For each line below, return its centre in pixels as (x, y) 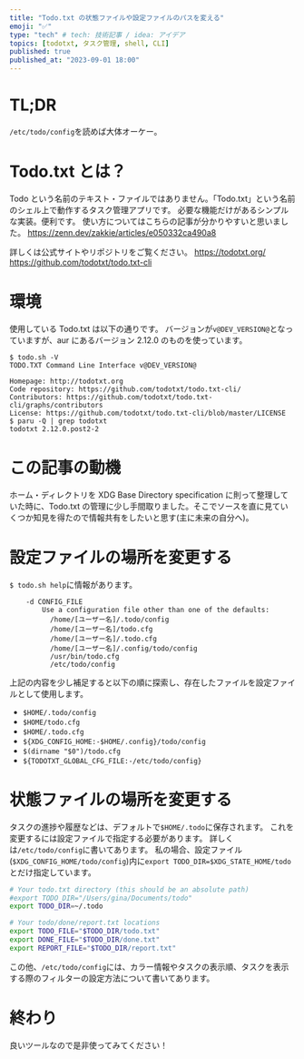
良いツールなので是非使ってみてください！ (88, 1045)
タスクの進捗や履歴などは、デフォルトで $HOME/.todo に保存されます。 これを (152, 827)
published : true (40, 52)
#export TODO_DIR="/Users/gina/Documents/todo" (101, 898)
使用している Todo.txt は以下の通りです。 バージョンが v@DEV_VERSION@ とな (147, 328)
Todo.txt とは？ (68, 171)
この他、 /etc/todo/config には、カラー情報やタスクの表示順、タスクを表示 (149, 966)
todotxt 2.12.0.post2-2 (54, 429)
